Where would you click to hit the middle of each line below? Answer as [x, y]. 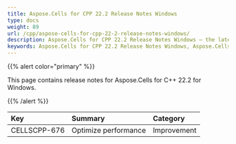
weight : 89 [23, 27]
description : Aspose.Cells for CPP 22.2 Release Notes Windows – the [111, 40]
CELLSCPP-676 [38, 130]
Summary [88, 118]
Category [169, 118]
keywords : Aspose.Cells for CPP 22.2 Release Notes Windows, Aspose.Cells [119, 46]
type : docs [23, 20]
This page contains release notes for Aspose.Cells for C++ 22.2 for [104, 80]
